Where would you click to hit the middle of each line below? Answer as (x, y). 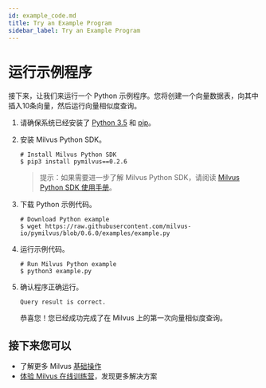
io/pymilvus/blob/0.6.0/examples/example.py (95, 233)
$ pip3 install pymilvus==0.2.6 (73, 162)
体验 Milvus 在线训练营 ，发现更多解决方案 (88, 376)
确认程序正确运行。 (51, 287)
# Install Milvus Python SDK (68, 155)
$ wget (31, 227)
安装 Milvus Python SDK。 (63, 139)
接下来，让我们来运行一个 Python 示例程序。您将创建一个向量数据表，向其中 (133, 96)
